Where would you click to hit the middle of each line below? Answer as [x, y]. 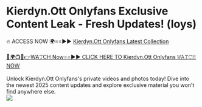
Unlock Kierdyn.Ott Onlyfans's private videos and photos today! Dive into [98, 78]
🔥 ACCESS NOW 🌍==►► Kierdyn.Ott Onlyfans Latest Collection [88, 41]
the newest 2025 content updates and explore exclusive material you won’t [100, 85]
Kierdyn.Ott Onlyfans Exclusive [87, 11]
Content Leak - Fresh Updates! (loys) [101, 24]
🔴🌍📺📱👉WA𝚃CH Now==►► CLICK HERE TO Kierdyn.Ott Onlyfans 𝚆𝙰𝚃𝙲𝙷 [101, 57]
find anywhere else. [31, 91]
